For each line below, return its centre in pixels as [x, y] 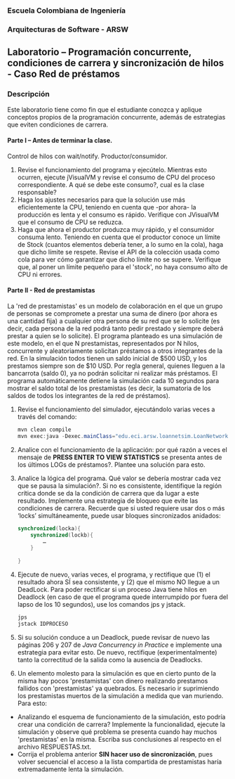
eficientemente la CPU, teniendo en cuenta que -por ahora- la [107, 207]
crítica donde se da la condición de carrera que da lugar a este [108, 493]
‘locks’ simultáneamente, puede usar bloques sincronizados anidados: [119, 515]
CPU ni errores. [40, 274]
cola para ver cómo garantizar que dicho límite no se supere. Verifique [119, 259]
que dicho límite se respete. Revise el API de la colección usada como [118, 252]
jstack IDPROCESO [43, 624]
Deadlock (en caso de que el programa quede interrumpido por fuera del [123, 597]
